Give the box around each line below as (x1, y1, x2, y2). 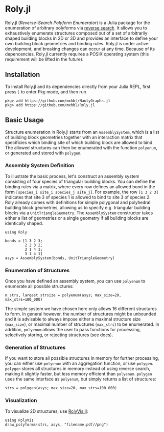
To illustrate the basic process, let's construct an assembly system (5, 173, 140, 179)
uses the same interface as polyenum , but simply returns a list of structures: (5, 376, 157, 382)
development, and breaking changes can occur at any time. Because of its (5, 46, 155, 52)
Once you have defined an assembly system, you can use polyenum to (5, 278, 145, 284)
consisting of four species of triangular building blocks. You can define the (5, 178, 156, 184)
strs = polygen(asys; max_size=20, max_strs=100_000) (5, 386, 117, 391)
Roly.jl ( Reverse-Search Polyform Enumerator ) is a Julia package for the (5, 20, 150, 26)
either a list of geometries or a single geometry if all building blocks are (5, 215, 149, 221)
